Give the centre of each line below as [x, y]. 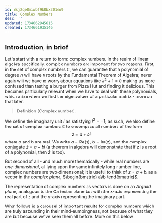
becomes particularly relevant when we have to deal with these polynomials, [81, 91]
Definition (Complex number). [46, 111]
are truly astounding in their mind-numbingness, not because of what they [79, 211]
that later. [15, 101]
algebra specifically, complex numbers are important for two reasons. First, [80, 64]
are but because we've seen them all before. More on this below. [69, 217]
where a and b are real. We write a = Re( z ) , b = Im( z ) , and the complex [76, 142]
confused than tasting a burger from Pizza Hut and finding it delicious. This [80, 86]
